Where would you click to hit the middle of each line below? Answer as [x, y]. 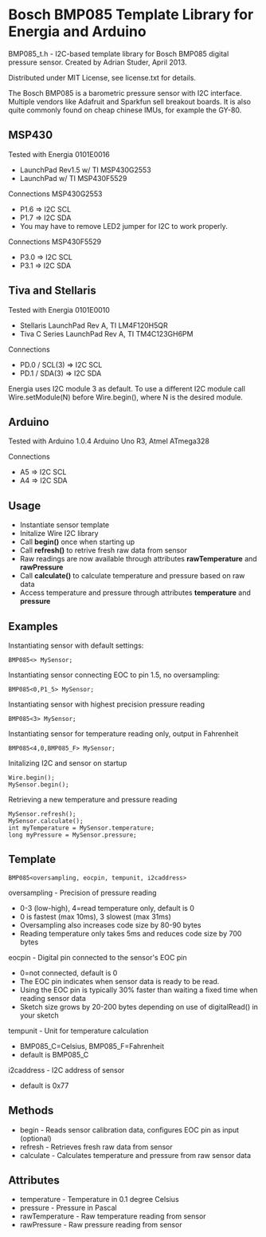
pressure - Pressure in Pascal [68, 1208]
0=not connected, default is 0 [68, 973]
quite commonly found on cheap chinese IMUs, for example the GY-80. [125, 110]
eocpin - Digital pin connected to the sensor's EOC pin [98, 957]
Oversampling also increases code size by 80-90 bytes [110, 925]
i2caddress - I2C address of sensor [66, 1070]
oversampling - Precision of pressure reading [82, 892]
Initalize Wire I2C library [59, 534]
